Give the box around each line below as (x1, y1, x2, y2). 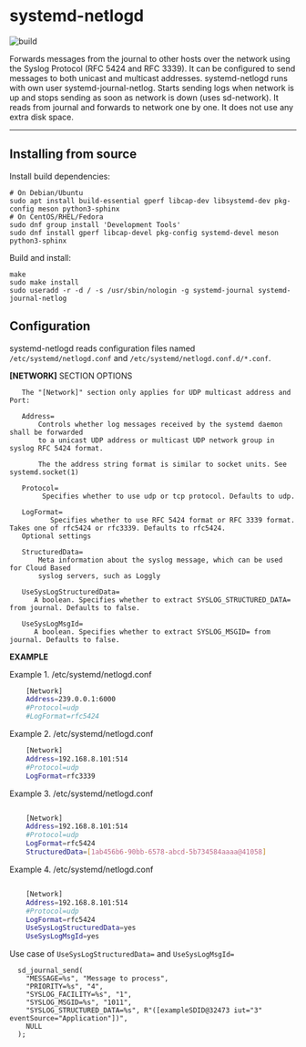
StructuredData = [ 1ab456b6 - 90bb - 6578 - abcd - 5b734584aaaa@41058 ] (25, 847, 267, 857)
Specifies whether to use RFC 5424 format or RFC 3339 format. (49, 515, 296, 524)
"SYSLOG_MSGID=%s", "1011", (25, 998, 132, 1008)
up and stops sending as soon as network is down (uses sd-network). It (9, 92, 280, 103)
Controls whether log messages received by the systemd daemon (37, 420, 283, 429)
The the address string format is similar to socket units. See (37, 460, 287, 469)
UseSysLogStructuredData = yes (25, 923, 137, 933)
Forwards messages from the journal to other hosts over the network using (9, 53, 291, 64)
